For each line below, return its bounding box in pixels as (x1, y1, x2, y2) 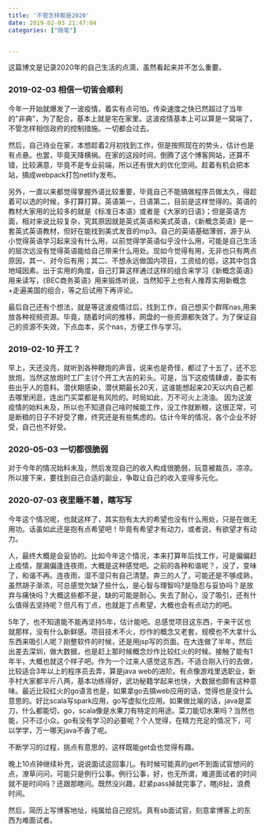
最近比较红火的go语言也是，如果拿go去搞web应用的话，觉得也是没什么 (21, 686, 253, 695)
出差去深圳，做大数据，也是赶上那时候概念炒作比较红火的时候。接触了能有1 (8, 646, 253, 656)
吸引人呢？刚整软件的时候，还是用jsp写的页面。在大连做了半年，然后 (28, 636, 253, 646)
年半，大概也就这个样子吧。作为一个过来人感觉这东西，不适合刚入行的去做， (8, 656, 257, 665)
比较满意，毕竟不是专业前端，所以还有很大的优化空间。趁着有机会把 (21, 159, 243, 170)
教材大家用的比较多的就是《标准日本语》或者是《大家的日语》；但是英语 (8, 206, 240, 215)
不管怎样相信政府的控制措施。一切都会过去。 (8, 123, 154, 133)
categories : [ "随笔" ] (8, 26, 77, 34)
